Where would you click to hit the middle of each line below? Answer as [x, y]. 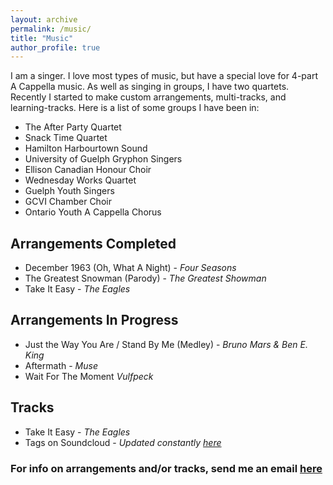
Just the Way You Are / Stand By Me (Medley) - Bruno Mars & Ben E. [166, 344]
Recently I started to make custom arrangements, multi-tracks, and [148, 97]
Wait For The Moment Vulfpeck [89, 376]
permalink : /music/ [51, 29]
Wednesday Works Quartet [80, 180]
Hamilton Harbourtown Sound [86, 148]
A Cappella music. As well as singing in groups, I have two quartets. [150, 87]
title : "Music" [42, 38]
